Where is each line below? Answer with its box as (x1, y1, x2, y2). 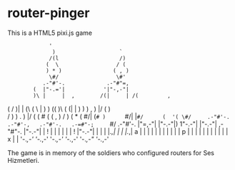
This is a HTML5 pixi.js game (7, 28, 93, 37)
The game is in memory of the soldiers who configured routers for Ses (7, 148, 214, 157)
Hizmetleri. (7, 156, 39, 164)
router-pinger (7, 5, 90, 21)
